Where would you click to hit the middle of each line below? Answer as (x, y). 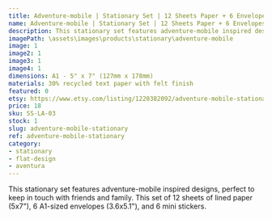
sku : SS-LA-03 (32, 114)
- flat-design (32, 158)
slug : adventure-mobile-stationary (68, 128)
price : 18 (25, 106)
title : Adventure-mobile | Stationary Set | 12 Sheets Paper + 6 (121, 16)
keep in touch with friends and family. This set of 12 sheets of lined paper (131, 198)
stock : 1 (23, 121)
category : (25, 143)
